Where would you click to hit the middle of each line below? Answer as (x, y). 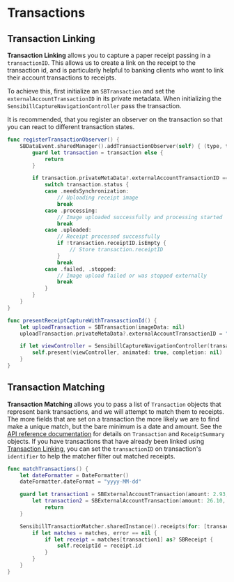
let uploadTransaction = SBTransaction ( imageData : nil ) (103, 327)
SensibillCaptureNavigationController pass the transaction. (94, 106)
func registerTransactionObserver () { (63, 140)
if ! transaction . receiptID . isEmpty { (112, 243)
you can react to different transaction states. (71, 127)
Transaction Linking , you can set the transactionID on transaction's (104, 449)
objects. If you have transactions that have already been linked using (106, 441)
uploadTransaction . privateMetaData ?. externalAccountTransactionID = (121, 334)
